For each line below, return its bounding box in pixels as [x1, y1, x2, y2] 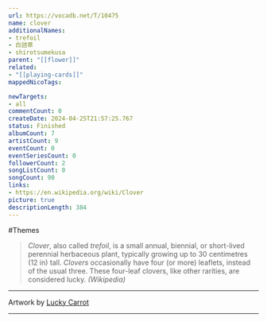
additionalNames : [8, 26, 66, 34]
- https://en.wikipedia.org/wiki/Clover [8, 188, 145, 196]
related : [8, 64, 37, 72]
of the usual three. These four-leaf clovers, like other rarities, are [27, 266, 240, 275]
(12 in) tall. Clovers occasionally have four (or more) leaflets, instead [27, 258, 251, 267]
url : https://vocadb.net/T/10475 [8, 11, 119, 20]
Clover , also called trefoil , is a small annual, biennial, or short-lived [27, 240, 245, 250]
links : [8, 181, 30, 189]
